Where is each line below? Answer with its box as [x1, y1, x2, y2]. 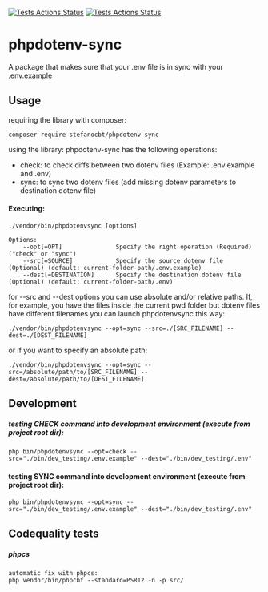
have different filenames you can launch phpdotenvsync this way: [8, 308, 226, 318]
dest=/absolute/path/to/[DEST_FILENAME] [8, 375, 146, 383]
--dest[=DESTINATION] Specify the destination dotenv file [22, 271, 242, 279]
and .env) [19, 168, 52, 178]
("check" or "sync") [8, 249, 78, 258]
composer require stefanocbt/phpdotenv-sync [8, 131, 159, 139]
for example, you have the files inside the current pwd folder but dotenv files [8, 300, 261, 310]
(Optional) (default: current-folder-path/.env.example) [8, 264, 202, 272]
